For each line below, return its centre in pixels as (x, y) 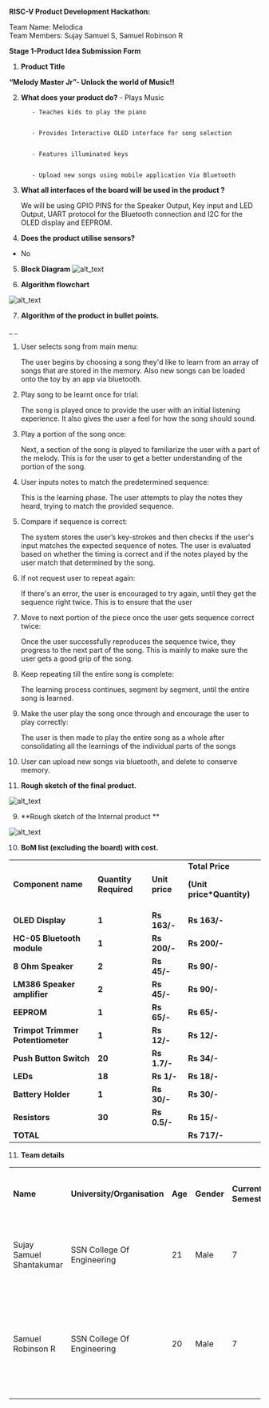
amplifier (31, 994)
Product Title (43, 66)
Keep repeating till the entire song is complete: (97, 674)
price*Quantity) (219, 894)
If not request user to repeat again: (78, 578)
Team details (42, 1155)
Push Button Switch (51, 1058)
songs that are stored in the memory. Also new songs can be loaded (133, 370)
